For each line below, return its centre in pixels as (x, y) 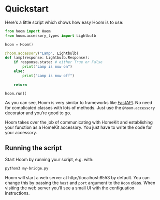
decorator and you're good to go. (38, 113)
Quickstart (27, 9)
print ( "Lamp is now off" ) (49, 76)
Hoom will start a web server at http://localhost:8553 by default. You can (77, 178)
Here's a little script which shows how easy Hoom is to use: (64, 22)
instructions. (17, 193)
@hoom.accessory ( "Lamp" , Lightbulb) (42, 53)
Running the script (33, 148)
